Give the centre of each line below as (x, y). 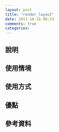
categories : (17, 28)
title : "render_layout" (30, 14)
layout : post (19, 10)
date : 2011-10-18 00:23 (30, 19)
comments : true (21, 24)
